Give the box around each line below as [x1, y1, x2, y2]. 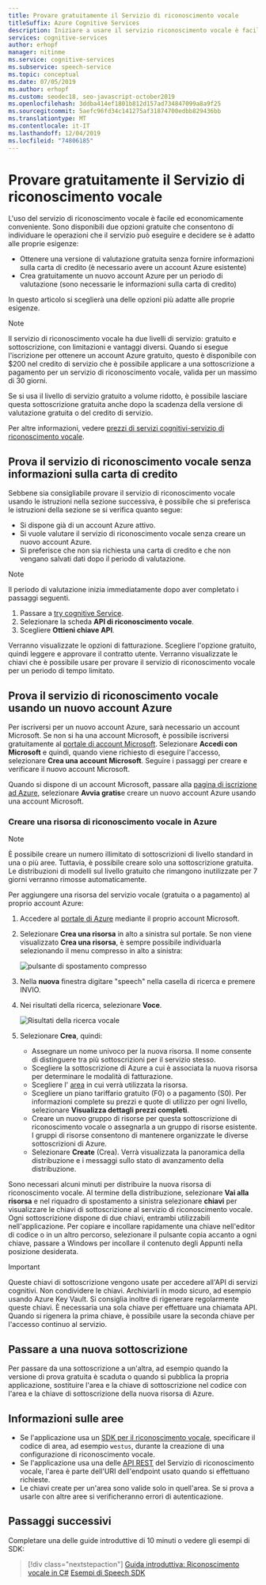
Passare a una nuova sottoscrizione [8, 1343, 188, 1356]
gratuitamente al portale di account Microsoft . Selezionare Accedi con [8, 739, 237, 749]
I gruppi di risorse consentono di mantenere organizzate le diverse [31, 1131, 249, 1140]
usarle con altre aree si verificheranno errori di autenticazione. [19, 1492, 224, 1501]
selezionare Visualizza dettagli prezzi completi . [31, 1105, 190, 1115]
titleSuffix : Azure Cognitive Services [8, 19, 140, 27]
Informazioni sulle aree [8, 1412, 124, 1425]
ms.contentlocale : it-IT [8, 122, 90, 130]
